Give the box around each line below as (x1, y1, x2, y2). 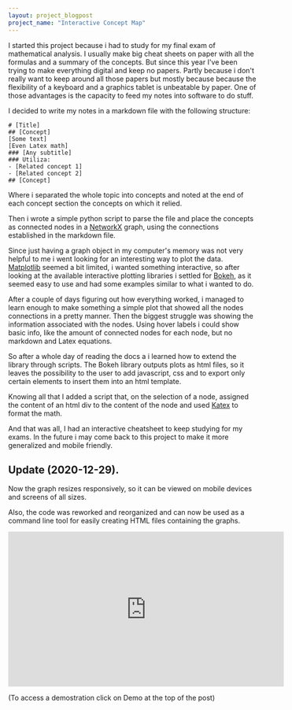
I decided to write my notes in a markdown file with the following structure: (8, 105, 250, 115)
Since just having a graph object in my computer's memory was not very (8, 246, 244, 255)
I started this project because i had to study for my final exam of (8, 40, 216, 50)
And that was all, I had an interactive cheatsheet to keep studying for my (8, 423, 243, 433)
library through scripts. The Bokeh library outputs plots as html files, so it (8, 360, 245, 369)
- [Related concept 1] (8, 162, 83, 170)
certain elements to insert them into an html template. (8, 376, 182, 386)
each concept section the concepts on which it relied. (8, 198, 183, 208)
